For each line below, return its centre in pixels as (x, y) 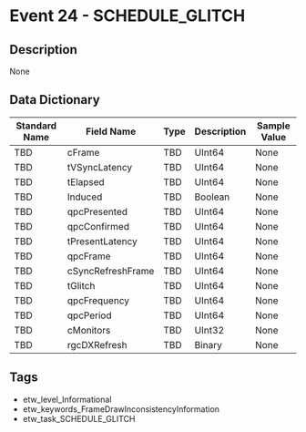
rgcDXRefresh (97, 345)
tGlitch (81, 285)
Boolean (212, 197)
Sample (273, 126)
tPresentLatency (102, 241)
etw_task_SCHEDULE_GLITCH (79, 418)
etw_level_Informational (67, 399)
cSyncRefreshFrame (111, 271)
